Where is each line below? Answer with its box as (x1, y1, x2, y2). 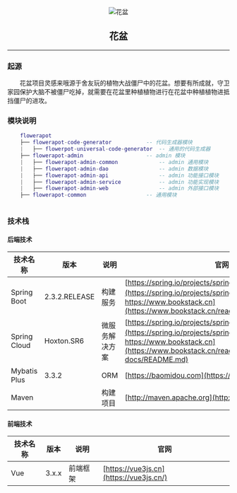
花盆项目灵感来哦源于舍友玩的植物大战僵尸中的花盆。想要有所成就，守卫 (20, 79, 230, 88)
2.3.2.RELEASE (44, 292, 95, 302)
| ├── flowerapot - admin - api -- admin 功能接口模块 (20, 172, 219, 179)
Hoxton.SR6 (44, 336, 85, 346)
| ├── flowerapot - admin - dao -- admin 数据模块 (20, 165, 209, 173)
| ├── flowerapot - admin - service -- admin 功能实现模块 (20, 178, 219, 185)
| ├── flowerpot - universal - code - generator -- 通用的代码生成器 (20, 146, 211, 153)
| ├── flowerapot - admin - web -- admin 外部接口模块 (20, 185, 219, 192)
